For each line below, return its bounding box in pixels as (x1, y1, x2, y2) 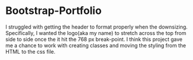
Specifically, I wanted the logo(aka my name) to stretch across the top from (5, 29, 187, 36)
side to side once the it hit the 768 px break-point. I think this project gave (5, 36, 183, 43)
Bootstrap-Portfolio (5, 4, 102, 17)
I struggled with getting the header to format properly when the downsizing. (5, 23, 188, 30)
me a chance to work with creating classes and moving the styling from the (5, 42, 186, 49)
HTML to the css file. (5, 48, 56, 55)
